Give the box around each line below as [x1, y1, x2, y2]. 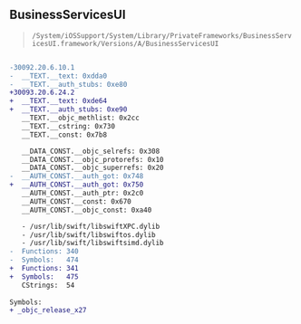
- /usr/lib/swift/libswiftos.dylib [21, 230, 156, 239]
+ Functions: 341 [9, 264, 79, 273]
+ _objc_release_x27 [9, 306, 88, 315]
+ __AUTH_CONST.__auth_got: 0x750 [9, 180, 144, 189]
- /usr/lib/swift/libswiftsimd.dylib [21, 239, 165, 248]
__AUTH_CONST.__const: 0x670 [21, 196, 131, 206]
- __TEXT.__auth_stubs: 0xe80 [9, 80, 128, 89]
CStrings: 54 [21, 281, 75, 290]
